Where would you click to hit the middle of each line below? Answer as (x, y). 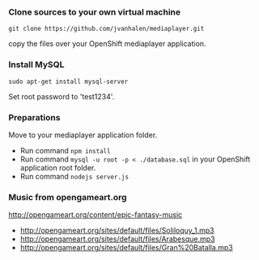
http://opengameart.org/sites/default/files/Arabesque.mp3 (117, 239)
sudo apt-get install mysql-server (68, 82)
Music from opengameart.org (68, 197)
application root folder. (58, 167)
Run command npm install (65, 150)
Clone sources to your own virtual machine (95, 12)
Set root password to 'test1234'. (62, 96)
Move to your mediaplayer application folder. (83, 135)
